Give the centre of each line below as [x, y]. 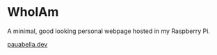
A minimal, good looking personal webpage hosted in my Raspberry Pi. [109, 31]
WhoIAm [33, 12]
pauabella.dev [27, 44]
